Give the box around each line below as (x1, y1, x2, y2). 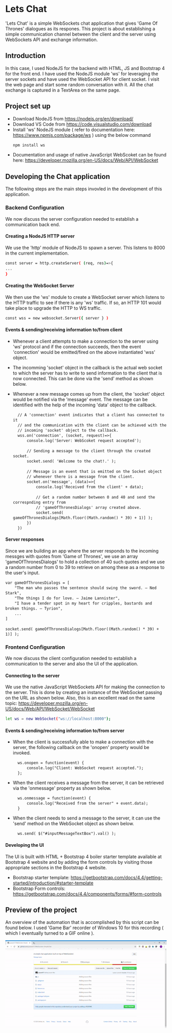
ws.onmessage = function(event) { (17, 796, 91, 801)
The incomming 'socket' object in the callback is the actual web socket (12, 364, 163, 370)
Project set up (5, 102, 51, 111)
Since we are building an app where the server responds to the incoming (5, 547, 159, 554)
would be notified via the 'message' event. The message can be (12, 396, 148, 402)
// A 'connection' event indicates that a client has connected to (17, 412, 165, 417)
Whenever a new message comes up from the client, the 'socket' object (12, 390, 165, 397)
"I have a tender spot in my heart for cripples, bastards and (14, 600, 153, 606)
